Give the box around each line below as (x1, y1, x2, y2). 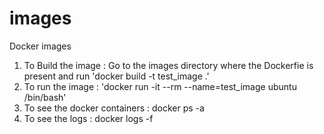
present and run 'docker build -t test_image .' (23, 70, 210, 82)
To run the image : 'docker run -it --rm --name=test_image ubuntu (23, 80, 297, 92)
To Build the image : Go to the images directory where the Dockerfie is (23, 59, 314, 71)
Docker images (9, 40, 72, 52)
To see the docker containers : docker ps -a (23, 102, 205, 114)
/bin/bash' (23, 91, 67, 103)
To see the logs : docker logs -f (23, 112, 154, 124)
